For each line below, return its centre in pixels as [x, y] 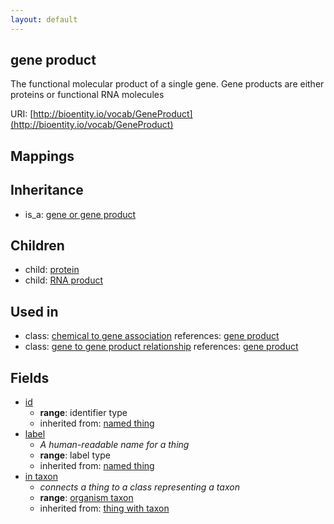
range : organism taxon [86, 498]
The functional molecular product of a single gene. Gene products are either [167, 84]
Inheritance [47, 190]
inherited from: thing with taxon [104, 508]
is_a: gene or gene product [80, 214]
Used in [34, 311]
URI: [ [22, 114]
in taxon [41, 477]
